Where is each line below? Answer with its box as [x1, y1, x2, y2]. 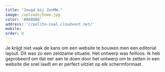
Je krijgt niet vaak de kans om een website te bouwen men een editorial [5, 45, 157, 51]
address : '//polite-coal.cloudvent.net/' [5, 21, 95, 27]
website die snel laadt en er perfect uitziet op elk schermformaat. [5, 61, 143, 67]
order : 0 [5, 31, 24, 36]
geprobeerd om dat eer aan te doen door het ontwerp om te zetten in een [5, 56, 160, 61]
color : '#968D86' [5, 17, 42, 22]
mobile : [5, 26, 22, 31]
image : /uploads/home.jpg [5, 12, 60, 17]
